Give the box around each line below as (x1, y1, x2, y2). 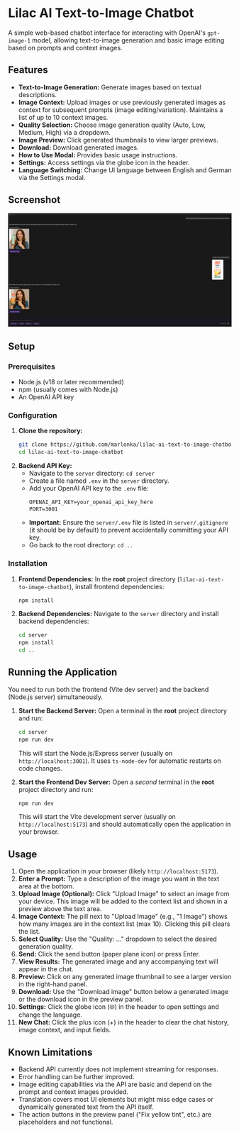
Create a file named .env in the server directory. (28, 476, 169, 485)
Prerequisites (8, 362, 55, 372)
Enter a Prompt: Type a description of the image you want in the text (18, 874, 220, 883)
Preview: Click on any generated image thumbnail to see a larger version (18, 973, 232, 981)
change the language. (18, 1010, 82, 1019)
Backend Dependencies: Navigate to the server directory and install (18, 610, 219, 618)
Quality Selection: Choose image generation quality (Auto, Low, (18, 121, 206, 129)
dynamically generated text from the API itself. (18, 1103, 155, 1111)
